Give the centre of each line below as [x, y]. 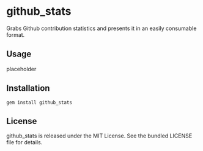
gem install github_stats [39, 103]
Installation [28, 88]
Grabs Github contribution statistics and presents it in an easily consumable [102, 28]
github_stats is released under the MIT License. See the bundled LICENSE [99, 136]
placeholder [21, 69]
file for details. [24, 142]
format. [16, 34]
